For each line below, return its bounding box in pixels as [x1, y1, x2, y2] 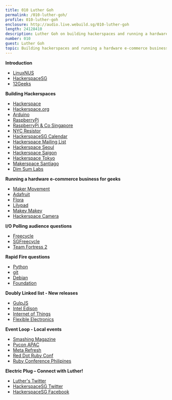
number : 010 [5, 36, 31, 42]
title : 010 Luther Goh [5, 7, 54, 13]
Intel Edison [12, 305, 38, 311]
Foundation [12, 280, 37, 286]
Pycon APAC [12, 342, 39, 348]
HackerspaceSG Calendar [12, 133, 68, 139]
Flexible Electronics [12, 316, 54, 322]
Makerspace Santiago [12, 160, 59, 167]
